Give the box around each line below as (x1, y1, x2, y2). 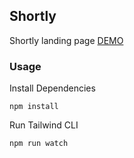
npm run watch (9, 139, 69, 149)
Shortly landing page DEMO (9, 34, 124, 46)
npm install (9, 102, 59, 112)
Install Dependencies (9, 82, 96, 94)
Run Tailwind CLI (9, 119, 79, 131)
